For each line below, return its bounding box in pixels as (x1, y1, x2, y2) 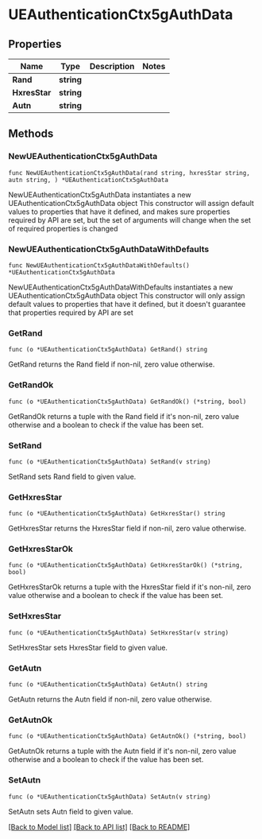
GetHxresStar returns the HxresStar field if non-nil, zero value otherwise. (8, 523, 247, 534)
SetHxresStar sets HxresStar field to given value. (8, 643, 168, 652)
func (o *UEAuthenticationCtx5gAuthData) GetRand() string (8, 346, 208, 354)
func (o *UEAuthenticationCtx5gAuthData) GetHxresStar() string (8, 510, 225, 518)
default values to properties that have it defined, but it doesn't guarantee (8, 299, 246, 309)
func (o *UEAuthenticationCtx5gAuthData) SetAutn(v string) (8, 793, 212, 801)
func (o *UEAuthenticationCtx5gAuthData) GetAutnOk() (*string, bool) (8, 732, 247, 740)
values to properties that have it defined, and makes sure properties (8, 207, 230, 216)
